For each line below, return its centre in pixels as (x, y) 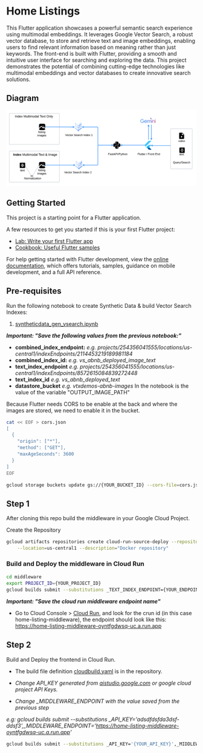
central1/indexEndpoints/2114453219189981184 (74, 354)
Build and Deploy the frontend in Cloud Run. (61, 659)
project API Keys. (37, 689)
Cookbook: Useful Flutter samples (57, 247)
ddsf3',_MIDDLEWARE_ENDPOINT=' (51, 725)
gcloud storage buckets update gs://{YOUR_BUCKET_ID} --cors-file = (93, 485)
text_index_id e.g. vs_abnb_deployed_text (67, 379)
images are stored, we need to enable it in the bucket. (73, 410)
